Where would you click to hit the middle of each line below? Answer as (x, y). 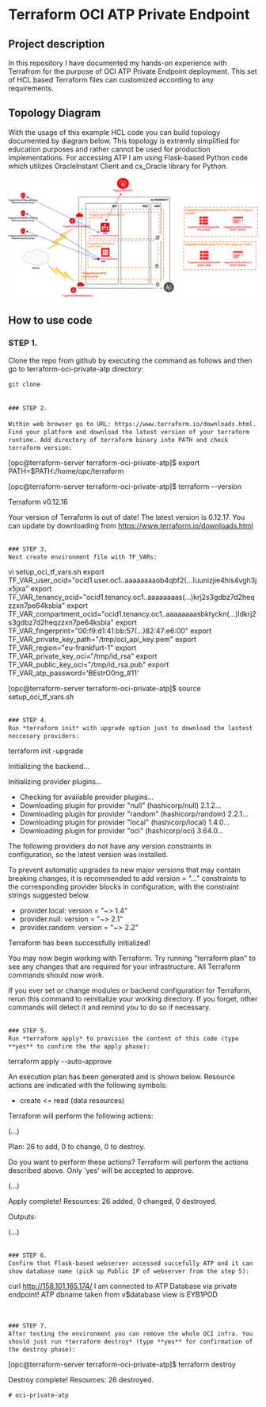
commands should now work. (56, 975)
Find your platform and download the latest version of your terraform (129, 432)
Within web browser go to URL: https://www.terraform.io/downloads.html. (133, 424)
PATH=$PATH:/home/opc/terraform (66, 471)
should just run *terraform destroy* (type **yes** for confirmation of (131, 1342)
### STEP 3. (28, 549)
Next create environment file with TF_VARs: (83, 557)
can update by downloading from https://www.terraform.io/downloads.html (131, 525)
